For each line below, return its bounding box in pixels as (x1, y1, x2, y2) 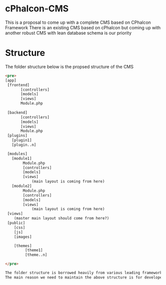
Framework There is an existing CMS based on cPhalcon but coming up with (5, 24, 161, 30)
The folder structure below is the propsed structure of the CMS (5, 63, 134, 69)
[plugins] (7, 133, 28, 138)
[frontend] (7, 82, 30, 87)
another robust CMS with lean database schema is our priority (5, 30, 132, 36)
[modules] (7, 151, 28, 156)
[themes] (14, 243, 32, 248)
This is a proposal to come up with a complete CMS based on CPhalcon (5, 19, 151, 25)
